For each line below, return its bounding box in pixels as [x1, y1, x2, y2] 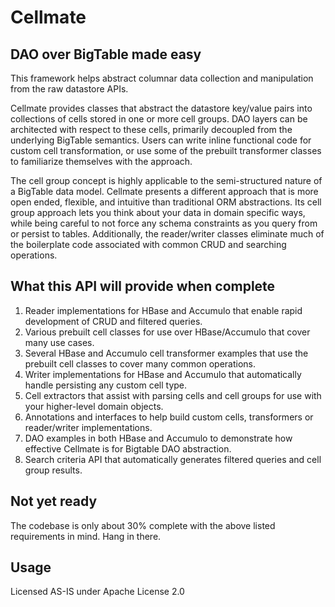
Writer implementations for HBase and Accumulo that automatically [24, 368, 302, 380]
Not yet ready [10, 493, 98, 510]
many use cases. [24, 336, 95, 348]
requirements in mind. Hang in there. [10, 530, 162, 542]
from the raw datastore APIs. [10, 83, 129, 95]
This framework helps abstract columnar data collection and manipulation [10, 72, 314, 84]
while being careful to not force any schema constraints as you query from [10, 217, 318, 229]
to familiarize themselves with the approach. [10, 156, 193, 167]
